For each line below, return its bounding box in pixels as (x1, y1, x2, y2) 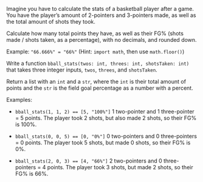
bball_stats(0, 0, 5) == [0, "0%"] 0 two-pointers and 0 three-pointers (15, 133, 198, 140)
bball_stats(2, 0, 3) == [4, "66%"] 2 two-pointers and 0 (15, 157, 162, 164)
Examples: (6, 96, 32, 103)
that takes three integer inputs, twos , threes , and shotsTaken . (6, 66, 158, 73)
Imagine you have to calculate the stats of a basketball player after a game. (6, 5, 194, 12)
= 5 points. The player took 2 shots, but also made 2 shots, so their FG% (15, 115, 197, 121)
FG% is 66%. (15, 170, 49, 177)
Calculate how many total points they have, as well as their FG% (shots (6, 30, 184, 37)
